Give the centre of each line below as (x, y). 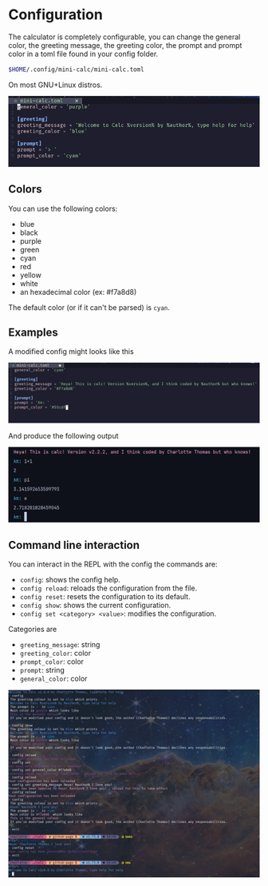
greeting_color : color (55, 653)
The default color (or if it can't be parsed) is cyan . (89, 307)
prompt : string (42, 669)
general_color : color (53, 678)
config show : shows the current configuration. (95, 605)
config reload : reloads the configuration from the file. (108, 588)
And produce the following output (63, 436)
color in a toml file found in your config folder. (83, 54)
